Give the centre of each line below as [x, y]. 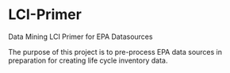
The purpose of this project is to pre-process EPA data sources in [115, 52]
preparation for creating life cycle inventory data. [88, 60]
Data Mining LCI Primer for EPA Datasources [80, 36]
